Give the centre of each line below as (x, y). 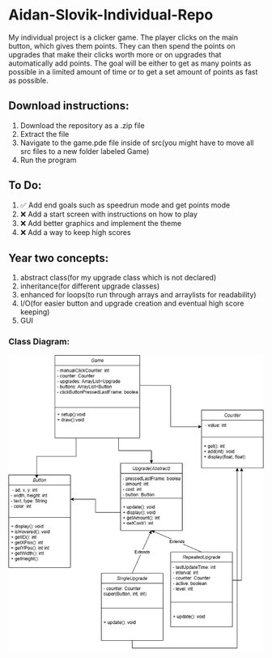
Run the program (48, 160)
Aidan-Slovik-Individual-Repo (111, 15)
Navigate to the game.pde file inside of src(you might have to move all (137, 143)
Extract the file (45, 134)
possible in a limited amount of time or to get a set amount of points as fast (133, 71)
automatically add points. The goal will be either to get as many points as (130, 63)
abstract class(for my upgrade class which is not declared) (118, 278)
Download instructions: (69, 106)
